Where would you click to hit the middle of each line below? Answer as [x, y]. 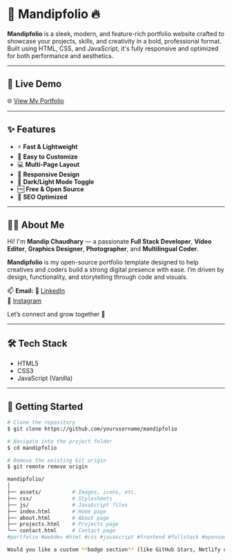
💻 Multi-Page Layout [48, 164]
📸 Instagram [25, 301]
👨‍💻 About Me [36, 225]
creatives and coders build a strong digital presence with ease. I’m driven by [116, 270]
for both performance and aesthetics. [60, 55]
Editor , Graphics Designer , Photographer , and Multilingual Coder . [103, 249]
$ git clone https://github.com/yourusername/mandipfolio [92, 428]
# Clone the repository [41, 422]
